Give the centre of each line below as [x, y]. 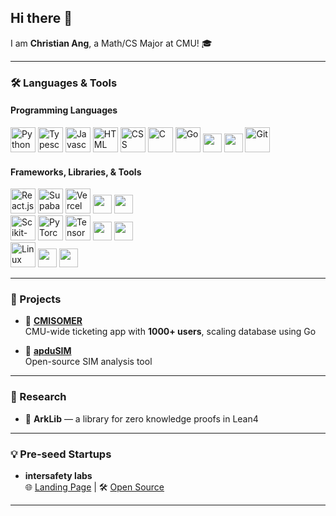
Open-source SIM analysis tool [88, 362]
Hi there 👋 [41, 18]
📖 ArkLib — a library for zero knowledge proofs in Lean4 [141, 418]
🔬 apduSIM [48, 351]
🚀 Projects [36, 299]
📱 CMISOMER [53, 321]
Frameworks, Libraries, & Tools [76, 172]
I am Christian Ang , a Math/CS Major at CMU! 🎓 [111, 43]
